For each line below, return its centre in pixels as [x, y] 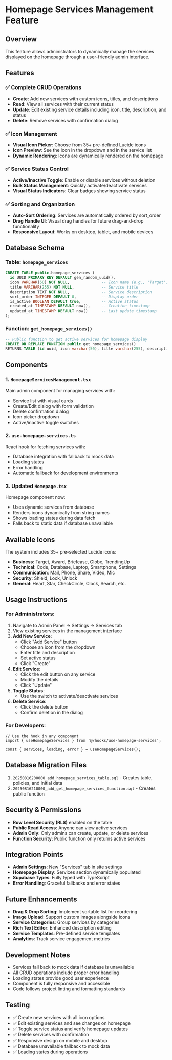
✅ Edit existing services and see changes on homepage [72, 1023]
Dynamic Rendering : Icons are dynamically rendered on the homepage [88, 156]
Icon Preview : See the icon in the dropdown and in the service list [82, 150]
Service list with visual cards [43, 401]
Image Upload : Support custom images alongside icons [71, 917]
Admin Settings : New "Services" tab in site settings [67, 867]
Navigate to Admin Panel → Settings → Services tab [67, 625]
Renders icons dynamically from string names [61, 513]
